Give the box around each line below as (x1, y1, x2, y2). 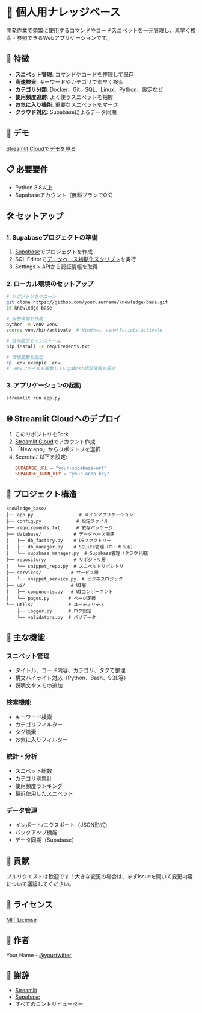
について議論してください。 (6, 880, 75, 888)
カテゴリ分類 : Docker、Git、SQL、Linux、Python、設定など (14, 86, 164, 93)
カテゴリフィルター (14, 720, 63, 728)
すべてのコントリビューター (14, 1000, 84, 1008)
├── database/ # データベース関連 (6, 531, 115, 537)
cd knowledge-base (6, 305, 52, 311)
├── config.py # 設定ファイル (6, 518, 109, 524)
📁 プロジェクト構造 (6, 489, 77, 500)
